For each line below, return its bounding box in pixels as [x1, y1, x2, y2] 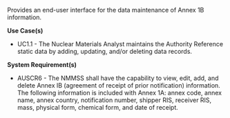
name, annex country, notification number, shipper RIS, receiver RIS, [17, 96, 212, 104]
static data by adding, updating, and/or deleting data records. [17, 48, 192, 55]
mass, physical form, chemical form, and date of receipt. [17, 104, 178, 111]
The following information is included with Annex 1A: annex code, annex [17, 89, 222, 97]
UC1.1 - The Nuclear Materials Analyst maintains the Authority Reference [17, 40, 223, 48]
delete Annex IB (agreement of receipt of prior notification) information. [17, 81, 221, 89]
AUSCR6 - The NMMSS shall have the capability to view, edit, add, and [17, 74, 219, 82]
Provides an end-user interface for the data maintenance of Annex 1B [7, 6, 204, 14]
